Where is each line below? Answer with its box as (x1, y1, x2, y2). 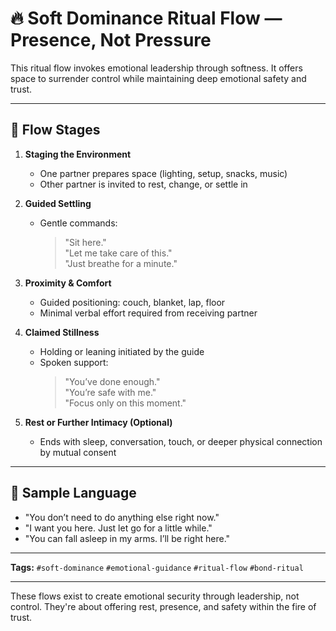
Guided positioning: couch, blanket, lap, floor (39, 296, 226, 308)
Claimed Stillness (24, 326, 100, 338)
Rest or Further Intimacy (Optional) (24, 416, 173, 428)
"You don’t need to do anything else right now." (24, 511, 220, 523)
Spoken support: (39, 356, 109, 368)
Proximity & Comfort (24, 277, 112, 289)
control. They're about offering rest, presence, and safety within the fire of (10, 600, 317, 612)
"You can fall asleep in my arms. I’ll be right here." (24, 532, 231, 544)
